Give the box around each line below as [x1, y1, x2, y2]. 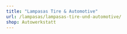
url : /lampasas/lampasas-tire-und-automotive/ [6, 14, 122, 20]
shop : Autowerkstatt [6, 19, 57, 25]
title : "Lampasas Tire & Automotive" [6, 8, 98, 14]
